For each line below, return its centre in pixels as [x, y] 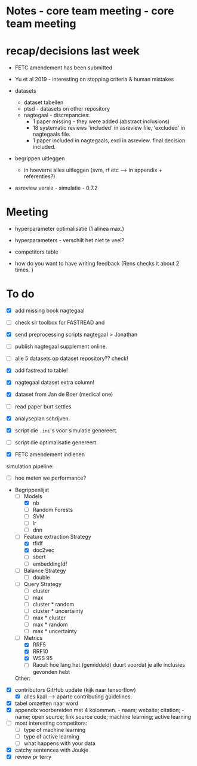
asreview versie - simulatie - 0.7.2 [56, 188]
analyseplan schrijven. [42, 418]
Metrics [33, 638]
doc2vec [44, 550]
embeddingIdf [50, 564]
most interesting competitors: [51, 723]
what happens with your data [59, 743]
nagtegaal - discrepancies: [57, 115]
